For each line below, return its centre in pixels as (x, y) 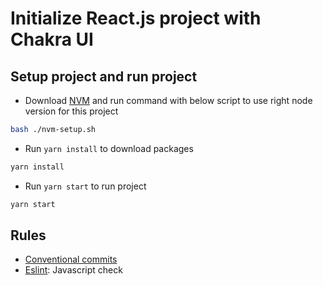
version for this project (71, 111)
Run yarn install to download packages (109, 148)
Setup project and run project (104, 76)
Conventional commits (71, 259)
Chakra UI (52, 39)
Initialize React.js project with (136, 18)
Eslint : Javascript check (73, 270)
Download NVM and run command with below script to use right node (168, 100)
